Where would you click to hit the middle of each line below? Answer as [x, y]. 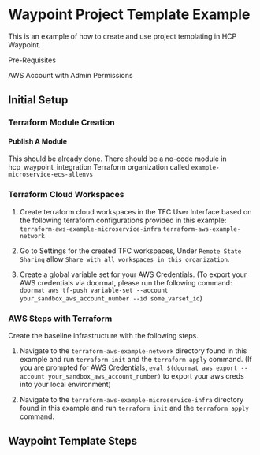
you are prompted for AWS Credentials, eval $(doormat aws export [128, 367]
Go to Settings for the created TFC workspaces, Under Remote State [130, 251]
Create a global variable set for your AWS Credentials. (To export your [133, 274]
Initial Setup [38, 100]
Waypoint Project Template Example [129, 15]
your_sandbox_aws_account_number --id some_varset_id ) [111, 298]
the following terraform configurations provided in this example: [123, 220]
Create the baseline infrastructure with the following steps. [104, 336]
